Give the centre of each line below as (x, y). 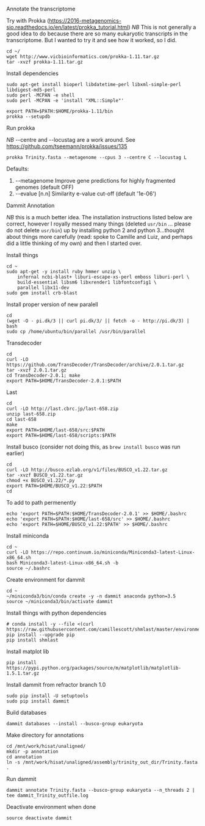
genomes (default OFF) (45, 187)
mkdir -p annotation (33, 751)
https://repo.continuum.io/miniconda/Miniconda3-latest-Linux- (113, 552)
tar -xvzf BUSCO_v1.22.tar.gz (45, 475)
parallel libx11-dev (43, 288)
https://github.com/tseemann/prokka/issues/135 (67, 146)
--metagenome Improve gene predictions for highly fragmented (95, 181)
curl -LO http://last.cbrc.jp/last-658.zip (63, 409)
